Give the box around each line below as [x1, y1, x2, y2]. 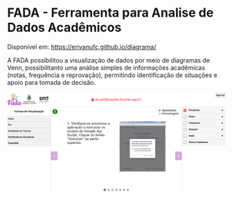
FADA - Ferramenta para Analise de [7, 5, 214, 21]
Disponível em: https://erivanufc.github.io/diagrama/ [7, 42, 157, 51]
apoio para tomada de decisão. [7, 78, 96, 86]
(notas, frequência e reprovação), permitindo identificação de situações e [7, 71, 218, 79]
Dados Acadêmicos [7, 19, 122, 35]
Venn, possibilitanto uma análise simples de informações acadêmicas [7, 63, 206, 72]
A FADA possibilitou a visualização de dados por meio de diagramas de [7, 56, 210, 64]
